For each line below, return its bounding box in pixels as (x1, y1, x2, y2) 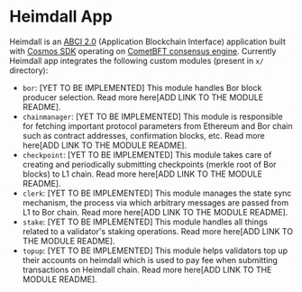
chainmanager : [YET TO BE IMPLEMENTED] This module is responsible (22, 111, 283, 122)
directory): (9, 65, 49, 76)
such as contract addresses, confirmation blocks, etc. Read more (22, 130, 265, 141)
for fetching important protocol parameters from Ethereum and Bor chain (22, 120, 293, 132)
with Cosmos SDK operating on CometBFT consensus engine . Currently (9, 45, 277, 56)
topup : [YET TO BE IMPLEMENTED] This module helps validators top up (22, 245, 288, 256)
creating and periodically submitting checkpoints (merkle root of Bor (22, 159, 277, 169)
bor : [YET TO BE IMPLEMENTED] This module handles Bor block (22, 82, 262, 93)
